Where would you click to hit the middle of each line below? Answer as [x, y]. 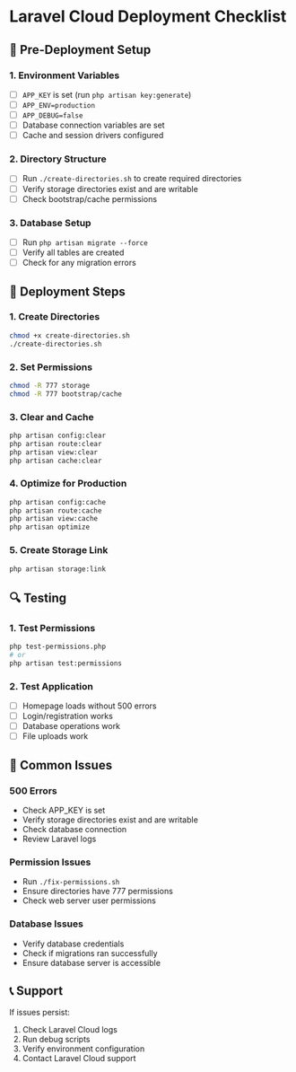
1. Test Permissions [52, 628]
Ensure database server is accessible [91, 962]
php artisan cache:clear [56, 461]
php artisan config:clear [57, 435]
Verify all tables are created [73, 252]
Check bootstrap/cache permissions [90, 198]
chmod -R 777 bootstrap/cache [66, 394]
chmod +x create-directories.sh [70, 335]
